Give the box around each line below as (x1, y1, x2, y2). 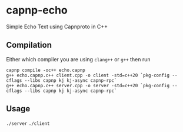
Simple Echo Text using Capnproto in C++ (6, 23, 108, 30)
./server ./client (6, 120, 50, 127)
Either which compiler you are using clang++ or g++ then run (6, 55, 151, 62)
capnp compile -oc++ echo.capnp (6, 67, 85, 73)
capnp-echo (6, 4, 68, 17)
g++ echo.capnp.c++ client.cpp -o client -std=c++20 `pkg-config (6, 72, 169, 78)
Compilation (6, 40, 52, 50)
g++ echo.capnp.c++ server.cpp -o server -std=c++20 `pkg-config (6, 82, 169, 88)
